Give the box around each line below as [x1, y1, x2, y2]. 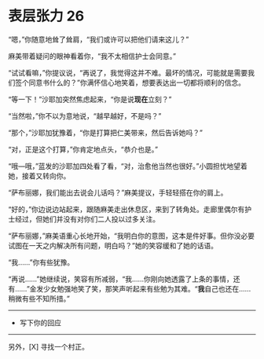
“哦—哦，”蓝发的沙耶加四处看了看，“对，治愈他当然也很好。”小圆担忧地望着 [8, 161, 247, 170]
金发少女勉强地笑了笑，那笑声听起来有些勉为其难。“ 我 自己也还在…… [29, 284, 251, 293]
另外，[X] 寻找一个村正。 [8, 342, 89, 351]
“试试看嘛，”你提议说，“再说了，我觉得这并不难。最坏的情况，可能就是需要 [8, 68, 248, 77]
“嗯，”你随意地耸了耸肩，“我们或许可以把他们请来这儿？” [8, 35, 189, 44]
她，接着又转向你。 [8, 170, 71, 181]
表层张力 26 [8, 7, 85, 25]
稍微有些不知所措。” [8, 294, 71, 303]
